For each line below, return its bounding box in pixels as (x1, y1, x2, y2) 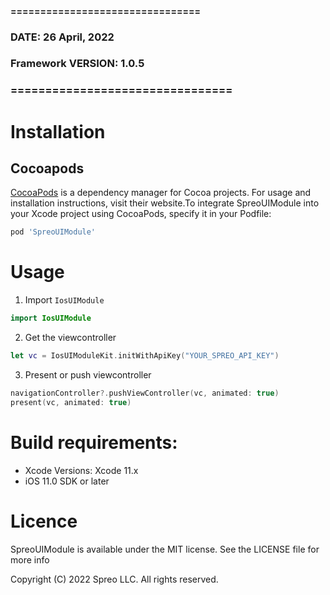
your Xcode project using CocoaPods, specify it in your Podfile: (10, 208, 272, 220)
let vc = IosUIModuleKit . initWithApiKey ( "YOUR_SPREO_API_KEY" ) (10, 351, 280, 361)
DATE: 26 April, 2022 (10, 30, 115, 44)
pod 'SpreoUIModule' (10, 227, 97, 237)
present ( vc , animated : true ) (10, 397, 132, 407)
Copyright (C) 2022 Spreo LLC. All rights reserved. (10, 573, 219, 585)
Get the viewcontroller (24, 332, 117, 344)
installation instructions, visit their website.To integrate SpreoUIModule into (10, 197, 320, 209)
